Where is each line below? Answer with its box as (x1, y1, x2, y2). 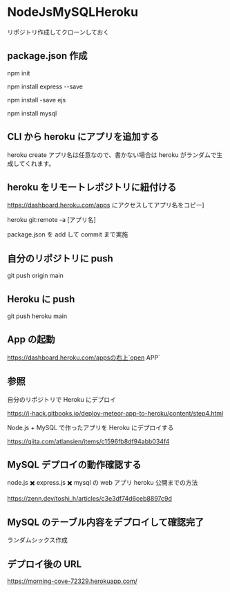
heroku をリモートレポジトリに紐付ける (7, 181, 177, 193)
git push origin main (7, 271, 64, 280)
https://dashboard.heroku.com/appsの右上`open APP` (7, 353, 161, 362)
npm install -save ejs (7, 95, 66, 104)
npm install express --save (7, 82, 83, 91)
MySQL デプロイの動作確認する (7, 459, 142, 471)
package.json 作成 (7, 50, 88, 62)
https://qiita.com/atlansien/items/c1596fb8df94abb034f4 (7, 437, 170, 445)
